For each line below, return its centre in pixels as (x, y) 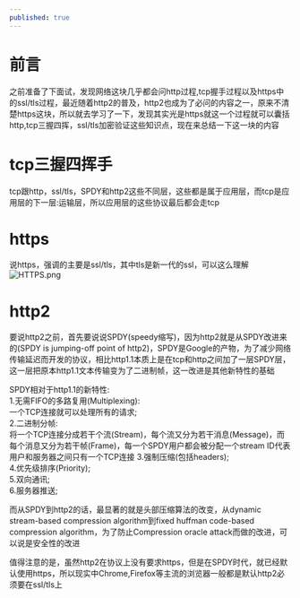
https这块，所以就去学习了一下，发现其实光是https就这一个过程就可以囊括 (153, 114)
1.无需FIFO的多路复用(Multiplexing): (75, 401)
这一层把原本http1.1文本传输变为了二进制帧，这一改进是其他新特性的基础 (142, 371)
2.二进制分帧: (34, 423)
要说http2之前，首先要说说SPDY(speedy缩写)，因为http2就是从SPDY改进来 (149, 337)
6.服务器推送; (34, 490)
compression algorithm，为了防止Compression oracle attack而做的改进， (145, 532)
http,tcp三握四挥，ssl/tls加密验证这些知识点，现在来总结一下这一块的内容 (144, 125)
